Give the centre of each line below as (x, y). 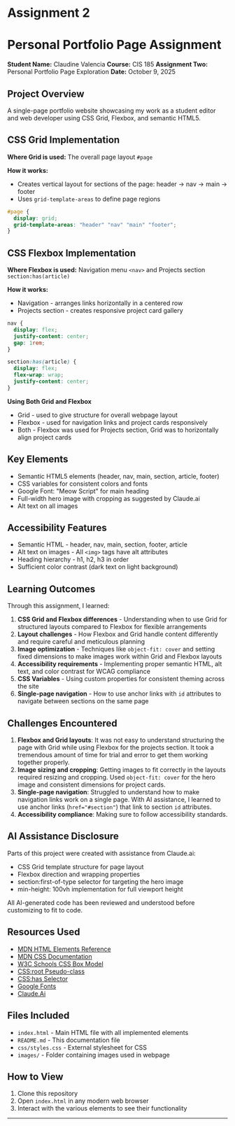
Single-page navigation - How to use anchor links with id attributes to (119, 694)
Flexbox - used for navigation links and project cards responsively (112, 422)
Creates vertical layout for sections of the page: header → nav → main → (122, 184)
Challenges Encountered (62, 723)
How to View (35, 1077)
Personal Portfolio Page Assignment (114, 45)
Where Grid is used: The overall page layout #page (80, 157)
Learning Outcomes (51, 589)
